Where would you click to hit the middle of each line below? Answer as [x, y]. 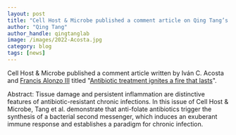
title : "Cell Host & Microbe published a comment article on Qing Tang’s [118, 20]
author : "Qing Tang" [38, 27]
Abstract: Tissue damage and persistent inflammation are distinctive [106, 94]
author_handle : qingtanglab [49, 33]
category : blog [30, 46]
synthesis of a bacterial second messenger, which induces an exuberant [112, 116]
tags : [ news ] [26, 53]
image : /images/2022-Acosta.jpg [55, 40]
